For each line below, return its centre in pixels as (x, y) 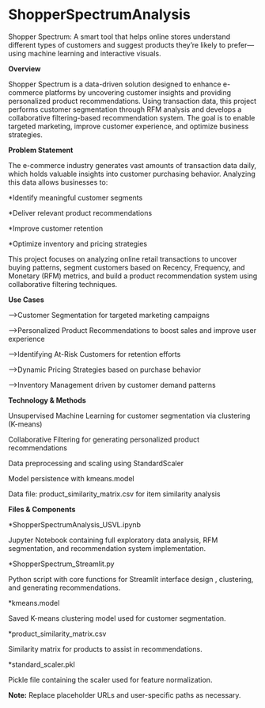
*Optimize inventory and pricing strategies (78, 243)
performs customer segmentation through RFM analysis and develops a (125, 109)
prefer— (240, 44)
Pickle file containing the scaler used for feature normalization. (110, 679)
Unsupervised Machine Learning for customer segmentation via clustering (129, 415)
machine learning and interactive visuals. (94, 53)
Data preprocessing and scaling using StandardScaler (96, 463)
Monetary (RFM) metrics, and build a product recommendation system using (133, 276)
